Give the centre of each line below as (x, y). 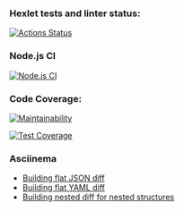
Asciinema (33, 158)
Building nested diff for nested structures (98, 197)
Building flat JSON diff (63, 178)
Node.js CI (33, 56)
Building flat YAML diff (64, 188)
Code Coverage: (46, 98)
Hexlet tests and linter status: (75, 13)
